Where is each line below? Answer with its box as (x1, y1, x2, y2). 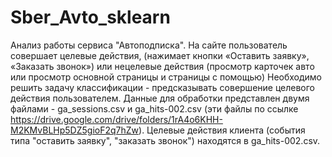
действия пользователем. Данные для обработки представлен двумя (10, 92, 310, 104)
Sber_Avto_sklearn (10, 6, 171, 29)
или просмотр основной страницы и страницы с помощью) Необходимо (10, 71, 323, 83)
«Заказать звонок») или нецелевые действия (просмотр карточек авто (10, 60, 315, 72)
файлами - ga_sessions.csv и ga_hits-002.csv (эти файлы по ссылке (10, 102, 299, 115)
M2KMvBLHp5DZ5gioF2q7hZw (10, 124, 140, 136)
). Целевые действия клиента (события (138, 124, 306, 136)
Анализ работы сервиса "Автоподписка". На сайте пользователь (10, 39, 288, 51)
